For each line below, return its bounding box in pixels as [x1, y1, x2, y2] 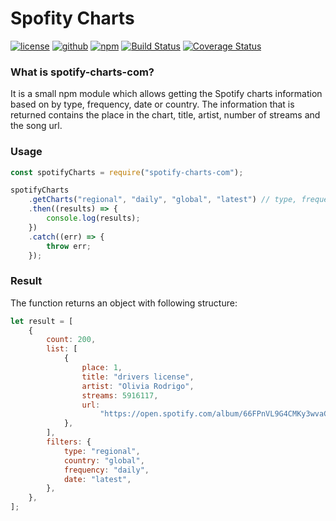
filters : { [46, 437, 92, 447]
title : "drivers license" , [81, 372, 195, 382]
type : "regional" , [63, 446, 141, 456]
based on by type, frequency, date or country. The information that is [10, 98, 295, 111]
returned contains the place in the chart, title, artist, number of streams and [10, 109, 321, 121]
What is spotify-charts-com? [10, 65, 155, 79]
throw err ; [46, 241, 92, 251]
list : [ [46, 344, 78, 354]
